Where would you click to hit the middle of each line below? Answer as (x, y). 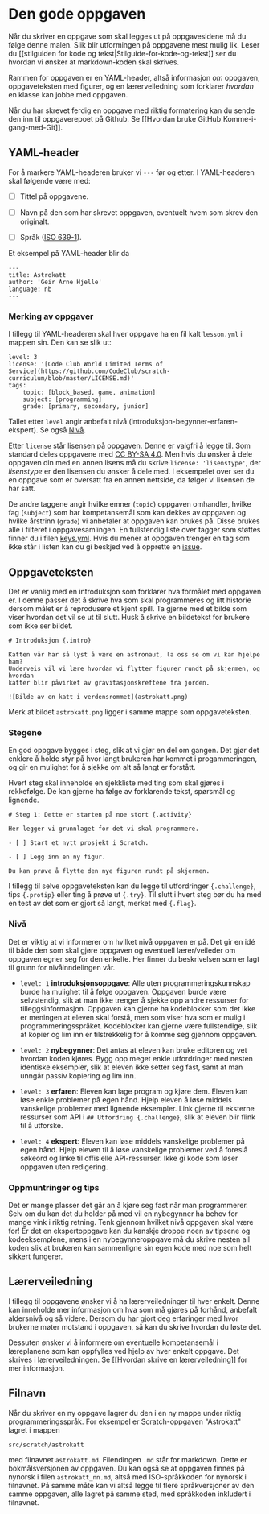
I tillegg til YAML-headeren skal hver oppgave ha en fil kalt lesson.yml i (125, 334)
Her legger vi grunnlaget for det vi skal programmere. (104, 829)
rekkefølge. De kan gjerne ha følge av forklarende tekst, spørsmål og (122, 792)
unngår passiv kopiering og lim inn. (78, 1075)
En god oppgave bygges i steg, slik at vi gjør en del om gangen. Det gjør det (134, 751)
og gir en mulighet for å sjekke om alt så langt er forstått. (102, 767)
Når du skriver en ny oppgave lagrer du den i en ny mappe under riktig (125, 1413)
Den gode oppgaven (77, 14)
